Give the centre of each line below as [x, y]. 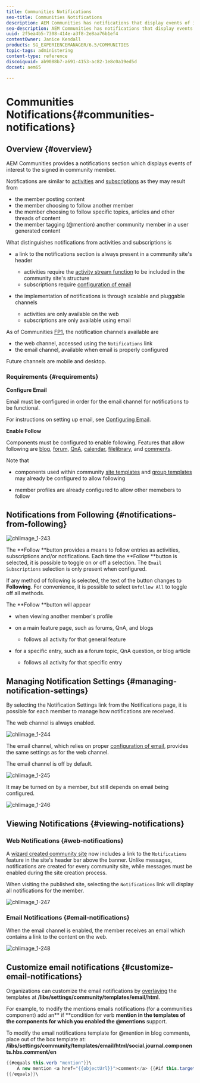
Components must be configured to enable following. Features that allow [95, 443]
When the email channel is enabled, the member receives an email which [96, 930]
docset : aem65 [24, 67]
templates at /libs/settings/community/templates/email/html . [83, 997]
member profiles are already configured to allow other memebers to [98, 490]
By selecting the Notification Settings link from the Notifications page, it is [97, 705]
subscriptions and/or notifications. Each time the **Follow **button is [92, 556]
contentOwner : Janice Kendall [44, 39]
